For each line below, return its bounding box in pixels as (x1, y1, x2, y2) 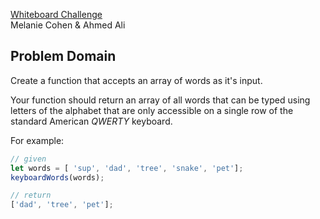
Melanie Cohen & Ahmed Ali (10, 19, 126, 31)
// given (10, 154, 47, 164)
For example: (10, 134, 65, 146)
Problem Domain (10, 48, 117, 65)
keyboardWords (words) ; (10, 172, 105, 183)
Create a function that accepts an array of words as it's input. (10, 74, 263, 86)
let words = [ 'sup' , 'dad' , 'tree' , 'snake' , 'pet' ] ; (10, 163, 244, 173)
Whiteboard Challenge (10, 9, 103, 20)
